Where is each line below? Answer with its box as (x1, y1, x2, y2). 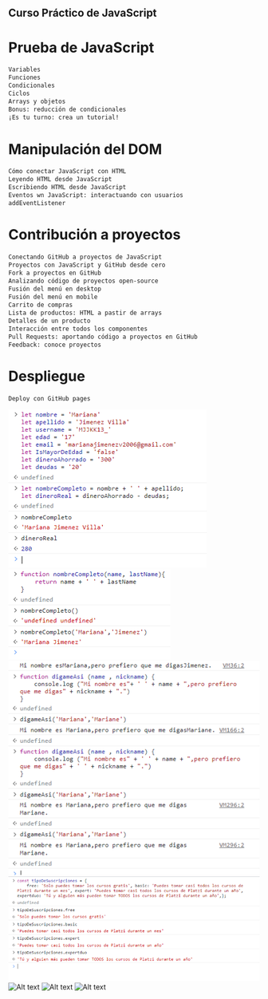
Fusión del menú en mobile (8, 293, 98, 302)
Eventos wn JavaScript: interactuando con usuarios (8, 192, 183, 199)
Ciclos (8, 89, 30, 98)
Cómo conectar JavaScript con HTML (8, 168, 127, 176)
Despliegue (8, 367, 85, 385)
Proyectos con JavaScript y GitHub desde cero (8, 261, 166, 270)
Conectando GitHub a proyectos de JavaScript (8, 253, 162, 262)
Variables (8, 65, 41, 74)
